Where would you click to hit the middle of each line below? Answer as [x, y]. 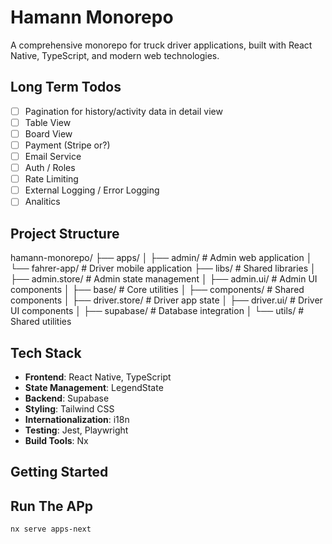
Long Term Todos [66, 87]
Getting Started [59, 472]
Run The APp [52, 506]
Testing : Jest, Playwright [76, 430]
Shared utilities [41, 322]
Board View [48, 133]
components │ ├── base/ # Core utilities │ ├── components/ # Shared [157, 290]
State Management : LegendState [94, 387]
